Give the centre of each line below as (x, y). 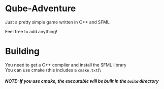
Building (22, 51)
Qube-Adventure (41, 9)
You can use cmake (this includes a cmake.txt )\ (53, 70)
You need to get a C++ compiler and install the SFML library (66, 65)
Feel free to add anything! (31, 31)
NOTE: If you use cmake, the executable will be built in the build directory (82, 81)
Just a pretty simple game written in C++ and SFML (57, 22)
